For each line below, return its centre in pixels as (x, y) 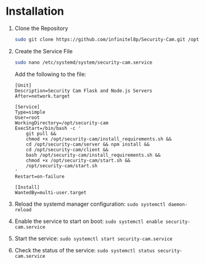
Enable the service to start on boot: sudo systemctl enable (89, 221)
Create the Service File (44, 51)
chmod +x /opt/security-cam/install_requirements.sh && (99, 139)
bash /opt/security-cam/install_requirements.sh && (93, 155)
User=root (27, 118)
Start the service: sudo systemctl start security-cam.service (94, 238)
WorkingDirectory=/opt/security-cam (61, 123)
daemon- (178, 204)
